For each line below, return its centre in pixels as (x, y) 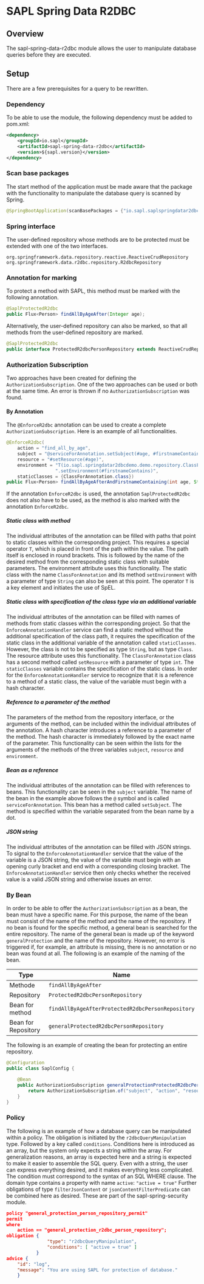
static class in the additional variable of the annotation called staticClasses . (101, 643)
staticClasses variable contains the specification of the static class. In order (102, 669)
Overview (25, 34)
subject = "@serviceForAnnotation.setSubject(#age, (84, 454)
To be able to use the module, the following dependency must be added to (100, 117)
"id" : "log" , (34, 1264)
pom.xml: (18, 124)
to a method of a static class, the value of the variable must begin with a (96, 682)
